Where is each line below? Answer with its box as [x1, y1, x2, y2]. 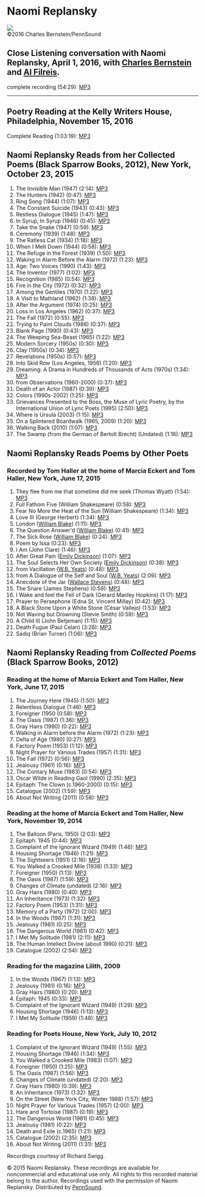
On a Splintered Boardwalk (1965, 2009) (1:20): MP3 [15, 418, 147, 425]
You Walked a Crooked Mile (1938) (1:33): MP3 [15, 862, 133, 870]
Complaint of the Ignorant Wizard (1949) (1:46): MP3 [15, 844, 148, 851]
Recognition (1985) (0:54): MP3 [15, 276, 95, 283]
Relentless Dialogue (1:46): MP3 [15, 703, 96, 710]
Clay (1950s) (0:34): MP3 [15, 347, 79, 354]
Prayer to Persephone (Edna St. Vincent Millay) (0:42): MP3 [15, 598, 165, 605]
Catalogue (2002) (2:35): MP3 [15, 1134, 92, 1141]
